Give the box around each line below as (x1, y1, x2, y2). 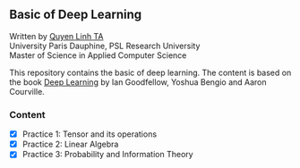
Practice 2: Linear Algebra (21, 139, 119, 150)
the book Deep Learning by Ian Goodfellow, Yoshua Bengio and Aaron (9, 76, 267, 88)
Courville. (9, 86, 45, 97)
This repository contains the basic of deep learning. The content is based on (9, 67, 292, 78)
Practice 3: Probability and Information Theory (21, 149, 194, 160)
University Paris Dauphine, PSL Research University (9, 40, 201, 51)
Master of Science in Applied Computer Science (9, 49, 187, 61)
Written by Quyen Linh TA (9, 30, 104, 41)
